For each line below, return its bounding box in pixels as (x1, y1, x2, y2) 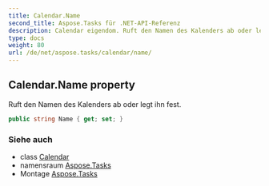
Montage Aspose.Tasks (19, 168, 98, 178)
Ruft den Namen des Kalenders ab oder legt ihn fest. (8, 99, 182, 109)
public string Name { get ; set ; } (8, 115, 124, 123)
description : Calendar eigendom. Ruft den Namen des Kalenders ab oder (8, 26, 252, 34)
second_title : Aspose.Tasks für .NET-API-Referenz (8, 19, 181, 27)
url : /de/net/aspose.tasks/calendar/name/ (8, 49, 152, 57)
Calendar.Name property (8, 78, 136, 92)
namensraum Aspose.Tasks (19, 160, 112, 170)
